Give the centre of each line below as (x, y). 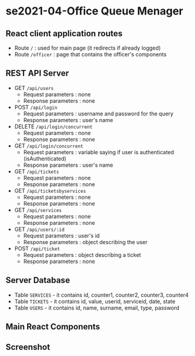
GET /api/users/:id (39, 229)
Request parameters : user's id (61, 235)
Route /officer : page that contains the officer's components (90, 54)
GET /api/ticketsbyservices (50, 190)
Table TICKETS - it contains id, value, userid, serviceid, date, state (95, 301)
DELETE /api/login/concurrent (53, 126)
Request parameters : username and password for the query (98, 114)
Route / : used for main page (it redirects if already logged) (87, 48)
